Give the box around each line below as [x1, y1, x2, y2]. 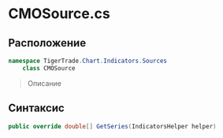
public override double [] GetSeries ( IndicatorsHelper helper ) [8, 122, 217, 130]
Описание [27, 78, 61, 88]
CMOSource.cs [8, 5, 110, 23]
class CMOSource [22, 64, 76, 72]
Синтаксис [8, 102, 65, 115]
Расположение [8, 36, 87, 50]
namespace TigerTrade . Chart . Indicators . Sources [8, 57, 168, 65]
